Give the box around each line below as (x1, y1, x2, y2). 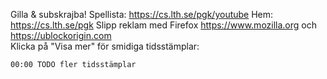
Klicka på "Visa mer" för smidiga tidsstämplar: (10, 40, 200, 52)
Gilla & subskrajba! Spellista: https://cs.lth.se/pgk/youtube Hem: (10, 9, 274, 20)
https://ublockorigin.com (10, 30, 112, 41)
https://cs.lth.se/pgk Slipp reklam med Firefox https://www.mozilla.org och (10, 19, 317, 31)
